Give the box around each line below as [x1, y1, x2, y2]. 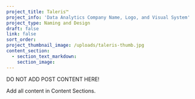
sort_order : [6, 37, 36, 43]
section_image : [17, 59, 56, 65]
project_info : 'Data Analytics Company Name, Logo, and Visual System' [6, 14, 190, 20]
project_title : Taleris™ [6, 8, 69, 15]
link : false [6, 31, 36, 37]
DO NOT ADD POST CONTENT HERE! [6, 76, 100, 83]
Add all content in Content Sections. [6, 87, 96, 94]
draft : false [6, 25, 39, 32]
